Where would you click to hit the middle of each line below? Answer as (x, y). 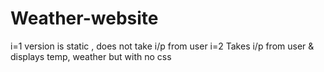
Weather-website (84, 18)
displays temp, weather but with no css (91, 56)
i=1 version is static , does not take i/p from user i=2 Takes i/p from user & (162, 46)
